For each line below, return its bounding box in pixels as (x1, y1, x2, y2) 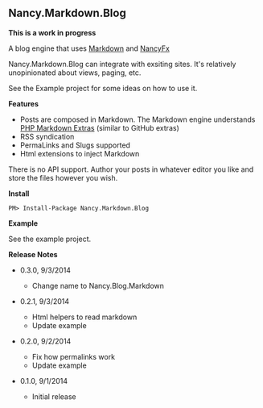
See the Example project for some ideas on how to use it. (8, 83, 198, 93)
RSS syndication (19, 131, 75, 141)
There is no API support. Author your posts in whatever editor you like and (8, 164, 254, 174)
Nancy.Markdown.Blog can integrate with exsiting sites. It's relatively (8, 59, 236, 69)
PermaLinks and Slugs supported (19, 140, 131, 150)
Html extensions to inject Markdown (19, 148, 140, 158)
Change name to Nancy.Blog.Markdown (31, 281, 165, 290)
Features (8, 98, 39, 108)
